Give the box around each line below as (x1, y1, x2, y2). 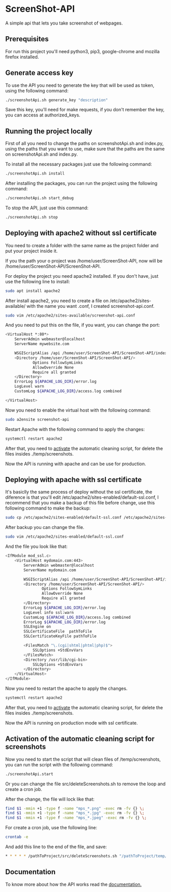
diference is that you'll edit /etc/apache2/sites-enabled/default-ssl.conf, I (5, 494, 159, 500)
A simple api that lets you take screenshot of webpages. (5, 20, 123, 26)
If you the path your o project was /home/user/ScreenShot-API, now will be (5, 257, 163, 263)
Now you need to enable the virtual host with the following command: (5, 407, 151, 413)
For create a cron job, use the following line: (5, 825, 98, 831)
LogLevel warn (14, 384, 44, 389)
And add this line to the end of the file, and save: (5, 843, 107, 850)
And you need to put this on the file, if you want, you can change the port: (5, 322, 160, 328)
